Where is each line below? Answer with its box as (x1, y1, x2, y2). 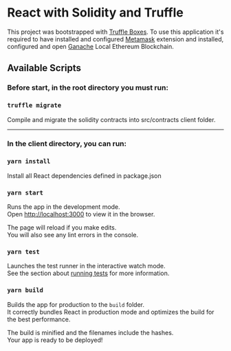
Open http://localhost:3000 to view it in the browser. (7, 210, 155, 219)
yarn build (7, 286, 43, 294)
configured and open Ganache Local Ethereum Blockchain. (7, 42, 174, 50)
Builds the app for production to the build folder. (7, 300, 145, 308)
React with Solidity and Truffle (7, 5, 184, 21)
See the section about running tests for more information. (7, 269, 170, 277)
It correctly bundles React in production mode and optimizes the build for (7, 308, 214, 316)
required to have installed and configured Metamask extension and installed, (7, 34, 224, 43)
